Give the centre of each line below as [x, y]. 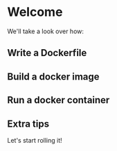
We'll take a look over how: [46, 31]
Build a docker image [53, 77]
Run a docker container [58, 100]
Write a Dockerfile [47, 53]
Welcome [35, 12]
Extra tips [28, 124]
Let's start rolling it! [35, 140]
